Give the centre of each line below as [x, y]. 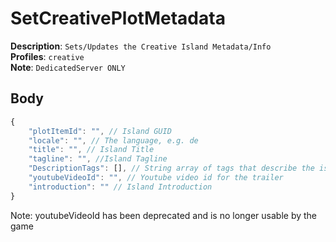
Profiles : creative [47, 56]
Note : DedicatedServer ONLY [68, 67]
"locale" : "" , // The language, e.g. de [113, 140]
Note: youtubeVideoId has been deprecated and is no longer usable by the [163, 215]
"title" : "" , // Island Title [91, 150]
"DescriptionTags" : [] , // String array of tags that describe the [171, 168]
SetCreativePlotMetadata [118, 18]
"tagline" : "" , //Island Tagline [98, 159]
